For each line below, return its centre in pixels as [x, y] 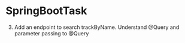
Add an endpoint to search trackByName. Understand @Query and [97, 27]
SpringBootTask [46, 11]
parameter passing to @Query [51, 33]
